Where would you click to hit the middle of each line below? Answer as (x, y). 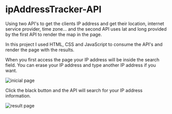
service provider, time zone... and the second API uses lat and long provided (86, 29)
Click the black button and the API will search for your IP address (74, 90)
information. (18, 96)
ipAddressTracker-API (53, 9)
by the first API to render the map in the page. (54, 34)
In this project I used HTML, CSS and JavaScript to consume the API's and (84, 44)
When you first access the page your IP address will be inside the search (82, 59)
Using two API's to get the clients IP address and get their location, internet (85, 24)
